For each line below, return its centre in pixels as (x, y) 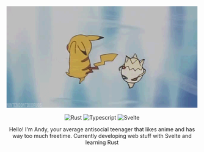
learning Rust (102, 142)
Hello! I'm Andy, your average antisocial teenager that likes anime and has (102, 129)
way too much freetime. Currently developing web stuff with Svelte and (102, 136)
